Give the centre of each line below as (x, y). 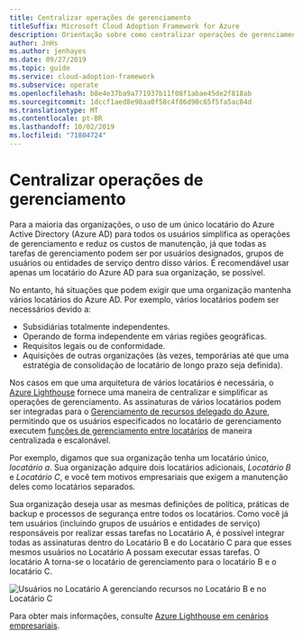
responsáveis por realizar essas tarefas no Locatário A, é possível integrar (147, 532)
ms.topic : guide (40, 69)
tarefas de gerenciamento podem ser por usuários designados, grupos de (147, 253)
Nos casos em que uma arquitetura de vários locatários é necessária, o (142, 382)
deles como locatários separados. (73, 486)
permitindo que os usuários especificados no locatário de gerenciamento (146, 420)
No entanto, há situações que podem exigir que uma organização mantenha (150, 289)
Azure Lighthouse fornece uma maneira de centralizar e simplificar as (139, 392)
